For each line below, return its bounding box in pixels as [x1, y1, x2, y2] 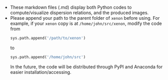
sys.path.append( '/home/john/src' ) [10, 54, 86, 60]
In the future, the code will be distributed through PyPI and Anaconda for [10, 63, 163, 70]
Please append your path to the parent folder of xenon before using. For [10, 15, 160, 21]
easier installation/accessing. [10, 69, 72, 75]
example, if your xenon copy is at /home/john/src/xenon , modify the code [10, 20, 162, 26]
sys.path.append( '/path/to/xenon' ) [10, 35, 86, 41]
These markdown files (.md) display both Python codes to [10, 5, 132, 10]
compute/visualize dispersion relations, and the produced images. [10, 10, 149, 16]
